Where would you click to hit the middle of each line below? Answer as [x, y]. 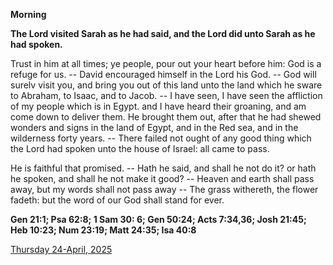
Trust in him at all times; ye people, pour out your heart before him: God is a [166, 63]
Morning [28, 14]
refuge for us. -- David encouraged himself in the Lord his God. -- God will [163, 74]
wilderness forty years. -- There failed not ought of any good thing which [161, 138]
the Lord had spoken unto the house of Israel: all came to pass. [140, 148]
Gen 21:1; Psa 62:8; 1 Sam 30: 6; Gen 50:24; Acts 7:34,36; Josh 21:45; [158, 219]
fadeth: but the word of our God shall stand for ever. [117, 200]
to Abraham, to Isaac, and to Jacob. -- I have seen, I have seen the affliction [166, 95]
